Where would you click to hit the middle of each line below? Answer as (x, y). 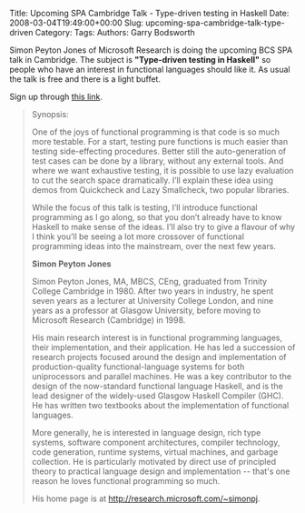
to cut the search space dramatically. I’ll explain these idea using (152, 180)
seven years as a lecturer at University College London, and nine (152, 301)
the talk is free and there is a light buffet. (85, 79)
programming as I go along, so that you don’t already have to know (157, 217)
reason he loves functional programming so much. (126, 481)
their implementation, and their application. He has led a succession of (163, 347)
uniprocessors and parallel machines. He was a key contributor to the (162, 376)
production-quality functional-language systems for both (138, 367)
